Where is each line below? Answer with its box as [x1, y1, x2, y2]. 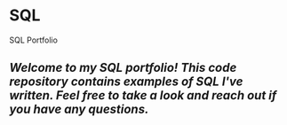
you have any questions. [9, 102, 149, 117]
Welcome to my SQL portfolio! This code [9, 60, 237, 75]
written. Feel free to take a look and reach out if [9, 88, 277, 103]
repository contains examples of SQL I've [9, 74, 243, 90]
